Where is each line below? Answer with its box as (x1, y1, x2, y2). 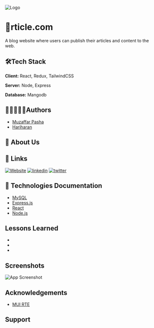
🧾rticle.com (5, 22, 53, 33)
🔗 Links (5, 155, 28, 163)
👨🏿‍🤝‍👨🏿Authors (5, 106, 51, 114)
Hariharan (12, 124, 33, 130)
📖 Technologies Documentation (5, 182, 103, 190)
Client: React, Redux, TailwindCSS (5, 73, 74, 79)
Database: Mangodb (5, 91, 47, 97)
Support (5, 315, 31, 324)
